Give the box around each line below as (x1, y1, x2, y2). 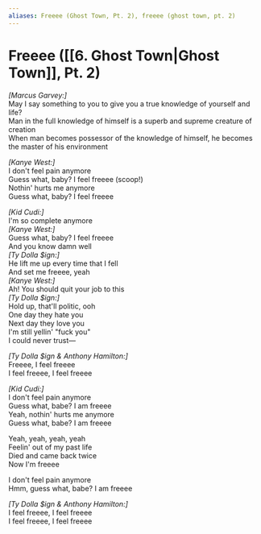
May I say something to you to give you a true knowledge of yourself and (8, 98, 251, 109)
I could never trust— (8, 335, 77, 345)
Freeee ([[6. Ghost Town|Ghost (8, 46, 220, 64)
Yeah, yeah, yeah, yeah (8, 433, 86, 443)
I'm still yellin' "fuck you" (8, 327, 91, 337)
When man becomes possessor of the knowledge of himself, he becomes (8, 133, 253, 143)
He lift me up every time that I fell (8, 259, 118, 268)
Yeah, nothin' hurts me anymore (8, 409, 114, 419)
